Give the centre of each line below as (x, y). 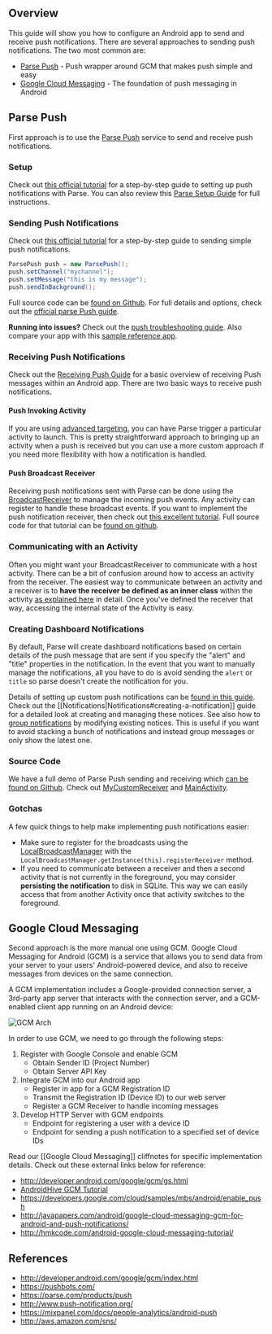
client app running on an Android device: (105, 1007)
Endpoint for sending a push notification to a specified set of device (146, 1132)
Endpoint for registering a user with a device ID (111, 1123)
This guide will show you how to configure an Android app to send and (127, 33)
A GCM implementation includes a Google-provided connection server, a (130, 990)
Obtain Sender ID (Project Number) (91, 1063)
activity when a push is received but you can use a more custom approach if (136, 446)
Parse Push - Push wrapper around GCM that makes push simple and (136, 66)
